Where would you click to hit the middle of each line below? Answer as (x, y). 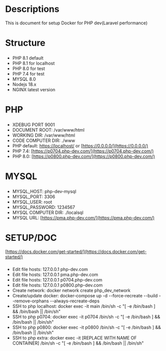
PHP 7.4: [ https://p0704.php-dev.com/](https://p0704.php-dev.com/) (83, 151)
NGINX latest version (34, 90)
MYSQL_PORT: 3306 (34, 197)
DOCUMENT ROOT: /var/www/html (48, 130)
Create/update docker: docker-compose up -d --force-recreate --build (85, 296)
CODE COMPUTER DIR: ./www (44, 140)
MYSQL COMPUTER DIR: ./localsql (48, 212)
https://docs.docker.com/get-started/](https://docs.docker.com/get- (77, 252)
